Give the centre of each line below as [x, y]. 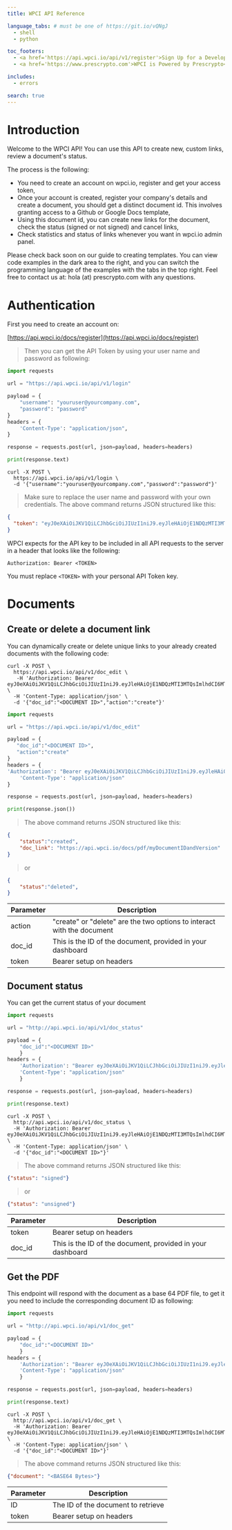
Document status [45, 986]
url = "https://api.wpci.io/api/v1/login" [69, 384]
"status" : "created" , [49, 841]
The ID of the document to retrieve [108, 1504]
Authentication [51, 305]
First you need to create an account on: [63, 324]
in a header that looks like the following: [64, 550]
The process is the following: [48, 169]
